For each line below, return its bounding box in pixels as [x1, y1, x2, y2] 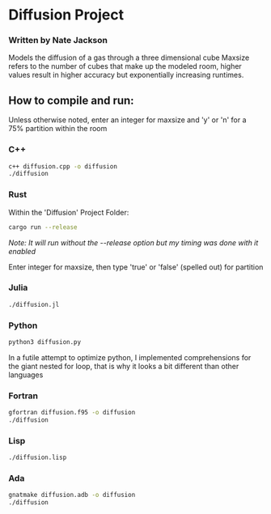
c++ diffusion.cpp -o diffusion [8, 162, 117, 171]
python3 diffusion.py [8, 338, 82, 346]
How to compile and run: [8, 93, 135, 107]
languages [8, 370, 44, 380]
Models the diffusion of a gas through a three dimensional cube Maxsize [8, 53, 250, 62]
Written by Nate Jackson [8, 35, 108, 46]
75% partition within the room [8, 124, 108, 134]
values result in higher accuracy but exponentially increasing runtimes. [8, 70, 244, 80]
